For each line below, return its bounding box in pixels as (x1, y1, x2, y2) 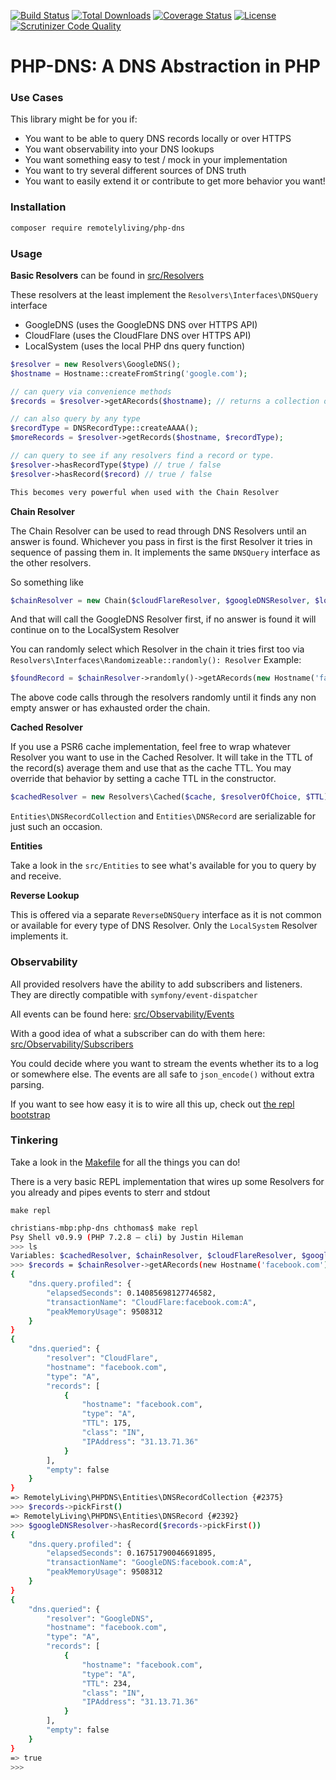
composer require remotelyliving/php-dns (10, 223, 186, 233)
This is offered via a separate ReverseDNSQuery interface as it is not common (10, 909, 322, 921)
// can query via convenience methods (10, 386, 172, 397)
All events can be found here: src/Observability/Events (10, 1008, 235, 1020)
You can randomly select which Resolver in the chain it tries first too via (10, 643, 305, 655)
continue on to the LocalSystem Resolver (10, 624, 180, 636)
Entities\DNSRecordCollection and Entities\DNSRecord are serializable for (10, 810, 316, 822)
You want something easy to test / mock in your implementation (24, 154, 288, 166)
